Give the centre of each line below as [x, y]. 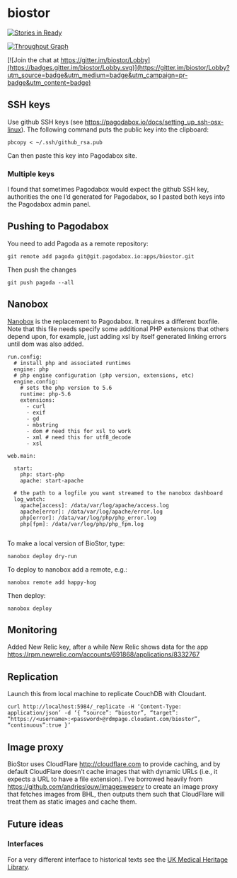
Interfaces [25, 844]
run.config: [25, 357]
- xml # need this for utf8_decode [79, 437]
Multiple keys [31, 173]
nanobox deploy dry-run [42, 556]
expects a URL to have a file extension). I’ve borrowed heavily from [105, 779]
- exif [36, 412]
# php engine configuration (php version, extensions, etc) [104, 375]
